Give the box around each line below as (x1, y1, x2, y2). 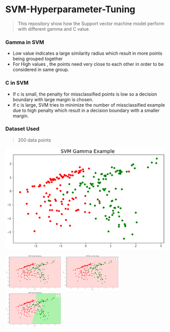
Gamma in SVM (5, 38, 44, 45)
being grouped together (12, 56, 63, 62)
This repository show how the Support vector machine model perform (17, 20, 164, 27)
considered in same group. (12, 66, 69, 73)
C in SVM (5, 79, 29, 86)
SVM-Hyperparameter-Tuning (5, 4, 136, 15)
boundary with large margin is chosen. (12, 96, 94, 103)
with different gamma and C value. (17, 26, 91, 32)
